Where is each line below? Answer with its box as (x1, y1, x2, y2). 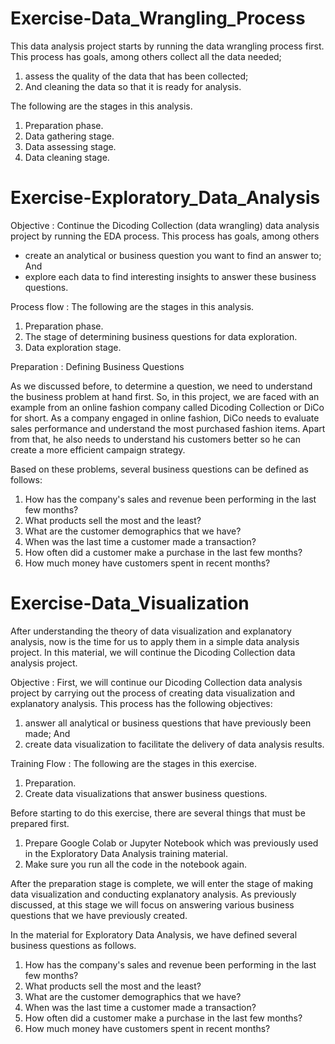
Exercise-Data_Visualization (10, 592, 250, 615)
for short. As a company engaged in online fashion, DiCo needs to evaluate (10, 412, 320, 424)
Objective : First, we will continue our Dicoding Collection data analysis (10, 676, 303, 688)
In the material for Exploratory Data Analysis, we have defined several (10, 928, 298, 941)
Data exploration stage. (24, 341, 122, 353)
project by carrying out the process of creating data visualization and (10, 687, 296, 699)
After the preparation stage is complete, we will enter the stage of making (10, 877, 314, 889)
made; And (24, 727, 71, 739)
